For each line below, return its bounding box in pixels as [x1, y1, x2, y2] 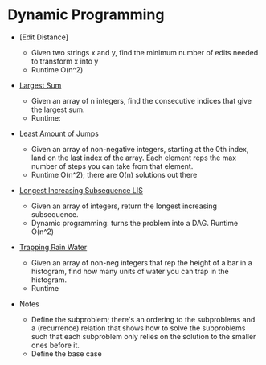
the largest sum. [31, 105, 85, 114]
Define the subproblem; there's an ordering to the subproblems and [31, 314, 256, 324]
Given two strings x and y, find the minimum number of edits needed [31, 47, 259, 57]
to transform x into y [31, 56, 99, 66]
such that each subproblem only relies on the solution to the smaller [31, 331, 256, 341]
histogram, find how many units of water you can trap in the [31, 266, 230, 276]
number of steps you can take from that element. [31, 161, 194, 170]
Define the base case [31, 348, 102, 359]
